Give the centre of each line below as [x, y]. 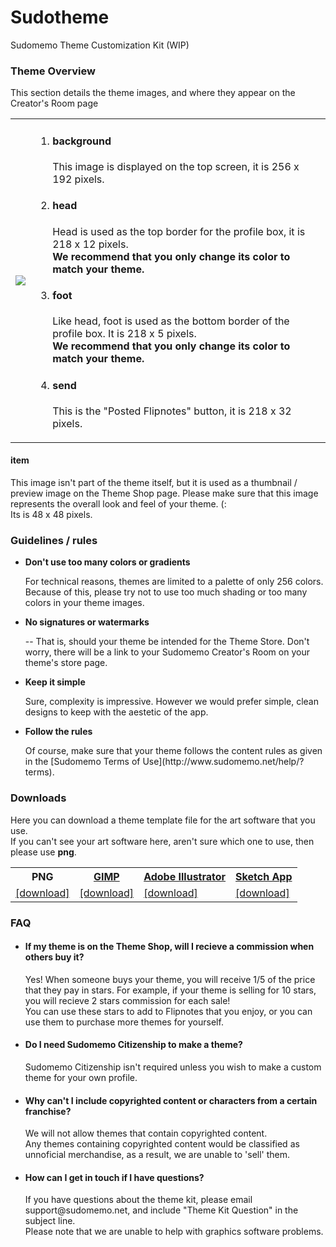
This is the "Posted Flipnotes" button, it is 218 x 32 [172, 411]
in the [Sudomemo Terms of [82, 762]
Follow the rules [58, 732]
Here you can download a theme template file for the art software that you [163, 820]
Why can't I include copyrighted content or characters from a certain [171, 1100]
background [82, 141]
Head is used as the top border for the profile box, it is [179, 231]
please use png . [43, 852]
